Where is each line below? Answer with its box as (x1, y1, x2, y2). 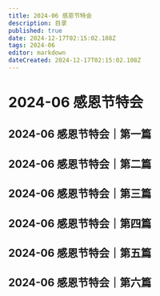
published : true (8, 26, 62, 34)
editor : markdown (8, 49, 66, 57)
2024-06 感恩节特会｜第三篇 (8, 187, 152, 201)
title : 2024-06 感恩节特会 (8, 11, 92, 20)
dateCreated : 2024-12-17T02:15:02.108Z (8, 57, 142, 65)
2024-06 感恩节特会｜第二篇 (8, 157, 152, 170)
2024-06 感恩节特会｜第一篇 (8, 127, 152, 141)
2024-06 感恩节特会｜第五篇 (8, 246, 152, 260)
